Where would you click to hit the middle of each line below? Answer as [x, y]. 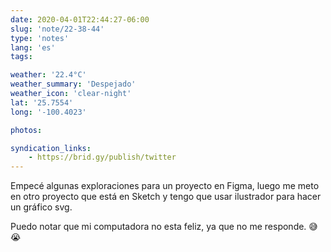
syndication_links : [51, 148]
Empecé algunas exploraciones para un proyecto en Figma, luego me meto [165, 186]
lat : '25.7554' [42, 102]
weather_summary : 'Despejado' [73, 84]
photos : [26, 130]
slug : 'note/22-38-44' [57, 29]
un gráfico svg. [41, 207]
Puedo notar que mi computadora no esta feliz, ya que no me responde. [158, 227]
